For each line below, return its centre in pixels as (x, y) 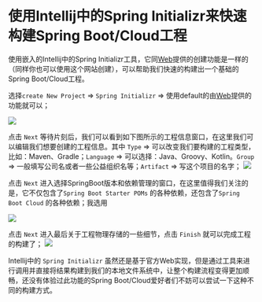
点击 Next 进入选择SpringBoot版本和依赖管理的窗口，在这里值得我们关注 (125, 182)
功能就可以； (29, 105)
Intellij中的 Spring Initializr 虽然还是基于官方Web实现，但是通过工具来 (126, 260)
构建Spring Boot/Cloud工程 (98, 36)
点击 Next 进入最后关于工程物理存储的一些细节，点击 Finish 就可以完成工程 (130, 234)
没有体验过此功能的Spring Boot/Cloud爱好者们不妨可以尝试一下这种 (138, 280)
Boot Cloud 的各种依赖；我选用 (58, 202)
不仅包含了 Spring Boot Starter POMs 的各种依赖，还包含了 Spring (134, 193)
